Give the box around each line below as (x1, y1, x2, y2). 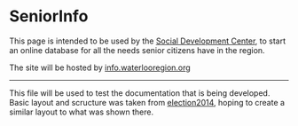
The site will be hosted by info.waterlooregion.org (9, 62, 191, 73)
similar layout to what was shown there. (9, 106, 153, 117)
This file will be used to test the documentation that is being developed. (9, 87, 271, 98)
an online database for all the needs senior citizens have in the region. (9, 44, 265, 55)
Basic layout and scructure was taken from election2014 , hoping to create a (9, 97, 286, 107)
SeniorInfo (9, 6, 89, 27)
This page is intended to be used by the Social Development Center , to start (9, 35, 286, 46)
